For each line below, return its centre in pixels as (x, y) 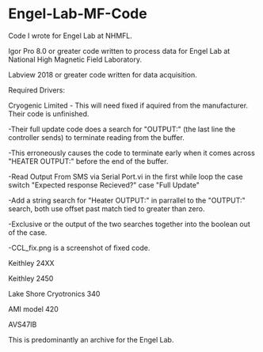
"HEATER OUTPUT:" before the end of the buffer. (88, 161)
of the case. (28, 232)
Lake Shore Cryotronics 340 (54, 293)
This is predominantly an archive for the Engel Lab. (91, 339)
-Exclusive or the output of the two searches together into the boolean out (130, 224)
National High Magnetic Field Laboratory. (75, 59)
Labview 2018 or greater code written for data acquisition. (103, 74)
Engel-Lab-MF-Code (78, 14)
